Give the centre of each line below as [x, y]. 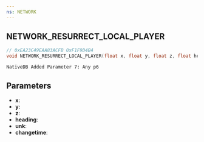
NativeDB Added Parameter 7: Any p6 [53, 67]
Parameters [29, 86]
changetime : [31, 132]
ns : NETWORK [21, 12]
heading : [26, 120]
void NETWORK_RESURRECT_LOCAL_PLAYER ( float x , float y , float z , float [99, 56]
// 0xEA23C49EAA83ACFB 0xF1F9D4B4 [50, 50]
